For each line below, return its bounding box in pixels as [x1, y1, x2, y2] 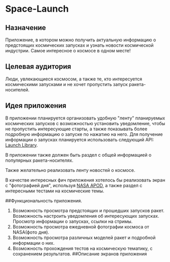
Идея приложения [5, 101, 66, 110]
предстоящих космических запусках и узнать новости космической [5, 42, 154, 48]
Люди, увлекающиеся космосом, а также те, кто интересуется [5, 76, 142, 82]
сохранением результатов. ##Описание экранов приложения [12, 250, 147, 257]
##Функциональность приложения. [5, 197, 82, 203]
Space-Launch [5, 3, 69, 15]
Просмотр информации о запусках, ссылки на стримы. [12, 218, 133, 224]
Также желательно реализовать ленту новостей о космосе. [5, 167, 135, 173]
